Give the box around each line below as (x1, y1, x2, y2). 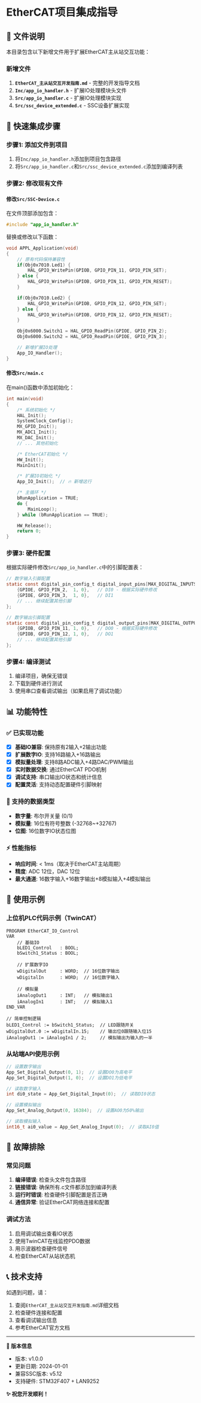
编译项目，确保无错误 (14, 672, 68, 680)
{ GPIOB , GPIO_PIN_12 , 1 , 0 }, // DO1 (17, 631, 114, 637)
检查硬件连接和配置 (14, 1309, 63, 1316)
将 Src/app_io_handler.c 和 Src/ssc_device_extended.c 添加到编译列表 (14, 162, 183, 170)
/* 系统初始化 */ (17, 407, 56, 413)
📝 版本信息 (6, 1342, 32, 1349)
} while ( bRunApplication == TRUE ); (17, 512, 109, 518)
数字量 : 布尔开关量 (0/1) (14, 812, 73, 819)
